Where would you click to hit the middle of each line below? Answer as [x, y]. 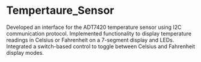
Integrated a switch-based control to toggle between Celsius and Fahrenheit [101, 46]
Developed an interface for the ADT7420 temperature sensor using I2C [94, 27]
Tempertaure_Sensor [60, 11]
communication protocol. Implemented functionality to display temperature [99, 33]
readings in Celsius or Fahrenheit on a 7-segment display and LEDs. [90, 40]
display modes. [25, 52]
